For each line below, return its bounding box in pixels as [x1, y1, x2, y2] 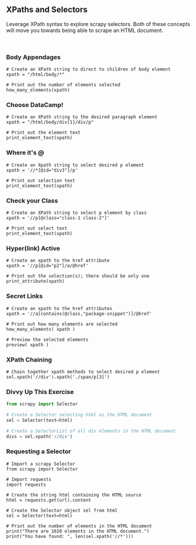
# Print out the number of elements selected [6, 82, 120, 88]
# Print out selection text [6, 178, 76, 183]
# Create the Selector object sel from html [6, 507, 118, 514]
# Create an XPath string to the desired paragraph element [6, 114, 158, 120]
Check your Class [6, 196, 58, 205]
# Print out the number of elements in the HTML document [6, 523, 152, 529]
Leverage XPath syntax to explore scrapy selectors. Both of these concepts [6, 20, 191, 27]
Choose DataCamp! [6, 101, 64, 109]
